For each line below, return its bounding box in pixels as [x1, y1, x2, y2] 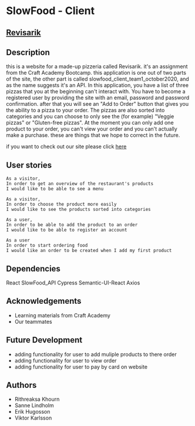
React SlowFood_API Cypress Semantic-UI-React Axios [6, 279, 140, 286]
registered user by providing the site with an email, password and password [6, 94, 190, 101]
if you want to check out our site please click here [6, 143, 127, 150]
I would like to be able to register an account [6, 227, 127, 233]
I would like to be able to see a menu [6, 186, 104, 192]
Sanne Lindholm [14, 402, 54, 409]
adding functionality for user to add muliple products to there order [14, 351, 177, 358]
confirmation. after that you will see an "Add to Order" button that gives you [6, 100, 189, 108]
